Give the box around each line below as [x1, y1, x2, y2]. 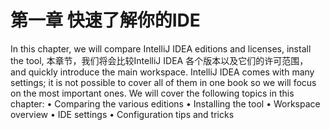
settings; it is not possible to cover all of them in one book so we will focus [10, 76, 317, 88]
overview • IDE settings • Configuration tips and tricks [10, 108, 235, 120]
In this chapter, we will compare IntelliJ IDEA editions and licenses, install [10, 42, 312, 55]
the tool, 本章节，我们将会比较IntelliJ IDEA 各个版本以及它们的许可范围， [10, 54, 309, 66]
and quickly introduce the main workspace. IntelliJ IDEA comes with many [10, 66, 315, 78]
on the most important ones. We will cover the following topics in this [10, 87, 295, 99]
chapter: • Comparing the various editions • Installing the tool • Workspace [10, 97, 321, 110]
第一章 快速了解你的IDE [10, 9, 201, 32]
